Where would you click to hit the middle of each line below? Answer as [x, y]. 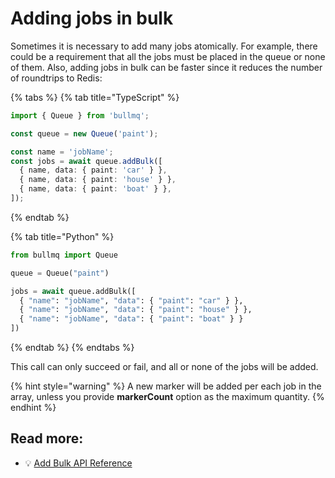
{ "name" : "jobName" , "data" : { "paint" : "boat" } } [131, 319]
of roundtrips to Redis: [56, 78]
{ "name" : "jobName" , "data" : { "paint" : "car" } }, [131, 300]
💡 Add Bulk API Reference [78, 463]
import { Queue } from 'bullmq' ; [80, 115]
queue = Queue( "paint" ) [60, 273]
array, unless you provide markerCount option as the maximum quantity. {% [167, 397]
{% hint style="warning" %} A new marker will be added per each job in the [166, 386]
